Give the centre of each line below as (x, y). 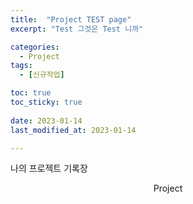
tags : (21, 66)
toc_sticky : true (46, 102)
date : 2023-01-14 (46, 121)
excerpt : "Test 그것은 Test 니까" (77, 29)
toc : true (31, 93)
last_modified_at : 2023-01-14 (73, 130)
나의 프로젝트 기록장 (49, 168)
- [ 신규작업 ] (42, 75)
